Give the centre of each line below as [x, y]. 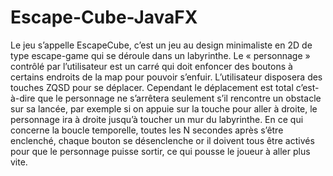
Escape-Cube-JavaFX [104, 17]
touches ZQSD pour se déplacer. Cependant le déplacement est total [152, 87]
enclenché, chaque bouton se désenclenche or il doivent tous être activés [162, 140]
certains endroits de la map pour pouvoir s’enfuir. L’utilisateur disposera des [166, 77]
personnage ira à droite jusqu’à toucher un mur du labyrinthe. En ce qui [157, 119]
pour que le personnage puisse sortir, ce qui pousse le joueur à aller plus [160, 151]
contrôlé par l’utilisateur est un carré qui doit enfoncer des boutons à [151, 66]
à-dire [23, 98]
